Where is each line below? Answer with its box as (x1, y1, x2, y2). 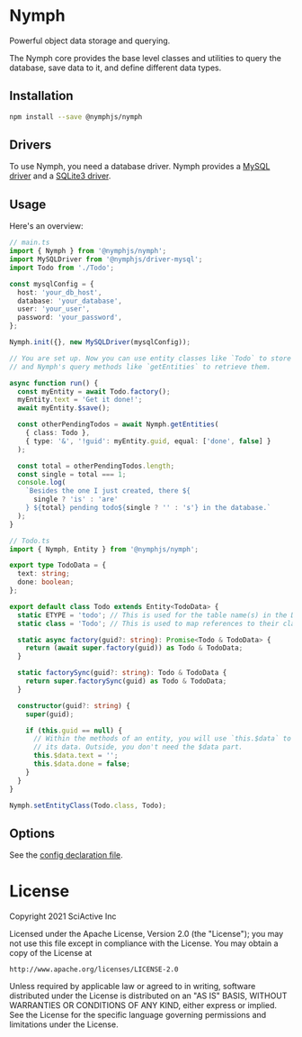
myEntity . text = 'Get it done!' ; (17, 396, 143, 405)
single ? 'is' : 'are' (32, 495, 119, 505)
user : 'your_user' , (17, 305, 91, 314)
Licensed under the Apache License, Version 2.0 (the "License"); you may (9, 929, 284, 940)
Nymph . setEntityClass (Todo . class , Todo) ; (9, 801, 167, 810)
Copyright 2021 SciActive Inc (9, 911, 117, 922)
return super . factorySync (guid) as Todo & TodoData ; (25, 677, 227, 686)
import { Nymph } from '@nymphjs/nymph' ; (9, 247, 167, 256)
